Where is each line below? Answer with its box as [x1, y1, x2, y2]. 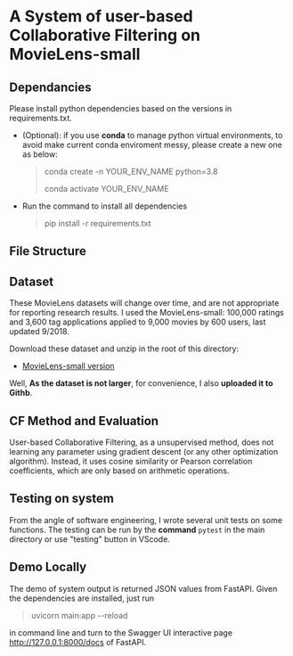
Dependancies [9, 79, 92, 94]
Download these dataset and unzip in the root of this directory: [9, 343, 239, 354]
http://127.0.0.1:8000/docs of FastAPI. [9, 636, 147, 647]
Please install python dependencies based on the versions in [9, 103, 232, 113]
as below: [21, 149, 58, 160]
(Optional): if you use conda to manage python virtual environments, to [21, 130, 283, 140]
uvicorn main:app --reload [30, 610, 128, 620]
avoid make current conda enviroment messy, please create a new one [21, 140, 282, 150]
